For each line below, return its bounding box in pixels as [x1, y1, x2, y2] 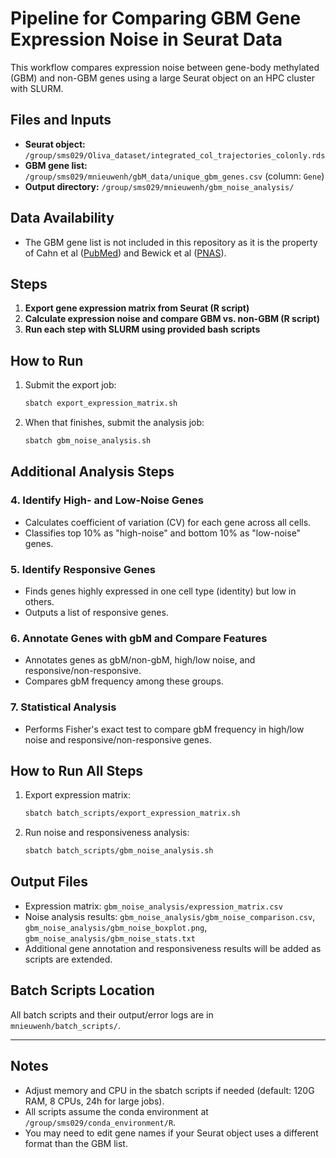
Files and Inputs [10, 112, 112, 129]
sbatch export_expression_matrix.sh [24, 398, 178, 409]
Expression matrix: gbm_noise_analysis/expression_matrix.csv [24, 900, 283, 912]
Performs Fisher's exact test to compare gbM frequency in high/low [24, 723, 305, 735]
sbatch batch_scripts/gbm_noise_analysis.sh [24, 846, 214, 856]
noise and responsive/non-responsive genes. [24, 733, 212, 746]
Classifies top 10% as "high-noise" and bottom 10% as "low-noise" [24, 527, 302, 539]
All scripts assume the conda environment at [24, 1105, 209, 1117]
